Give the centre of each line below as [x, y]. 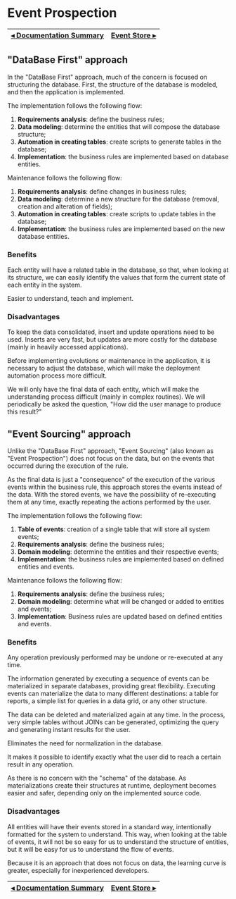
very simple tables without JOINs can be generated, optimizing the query [113, 722]
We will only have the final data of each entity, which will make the [103, 390]
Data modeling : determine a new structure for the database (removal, [118, 199]
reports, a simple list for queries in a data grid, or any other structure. [107, 701]
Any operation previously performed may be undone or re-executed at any [115, 657]
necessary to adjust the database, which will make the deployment [104, 368]
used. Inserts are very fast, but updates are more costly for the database [112, 340]
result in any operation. [41, 764]
